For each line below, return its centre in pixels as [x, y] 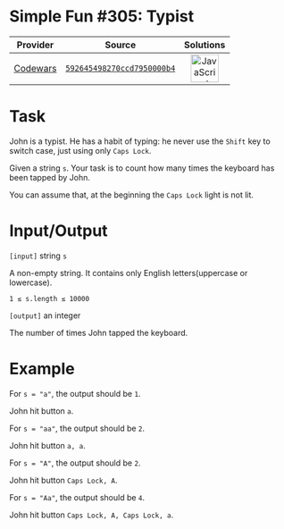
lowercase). [31, 282]
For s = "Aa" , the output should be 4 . [77, 497]
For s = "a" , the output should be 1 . [75, 393]
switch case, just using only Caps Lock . [80, 150]
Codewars [35, 68]
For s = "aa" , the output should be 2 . [77, 428]
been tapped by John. [50, 177]
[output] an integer [45, 315]
